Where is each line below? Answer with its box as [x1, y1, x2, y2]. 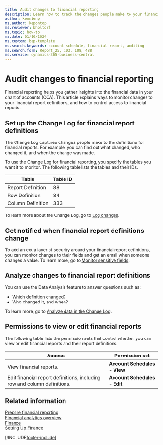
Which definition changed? [12, 294, 66, 300]
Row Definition [7, 192, 41, 199]
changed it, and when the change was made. [5, 150, 95, 156]
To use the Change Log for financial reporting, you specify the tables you [5, 159, 151, 165]
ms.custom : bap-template [5, 39, 55, 44]
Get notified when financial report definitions [5, 227, 145, 235]
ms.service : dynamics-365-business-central [5, 52, 95, 57]
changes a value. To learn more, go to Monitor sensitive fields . [5, 257, 130, 263]
